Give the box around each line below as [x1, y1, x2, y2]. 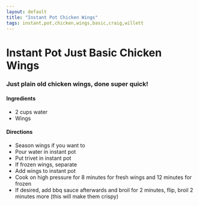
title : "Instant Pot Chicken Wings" [6, 14, 98, 20]
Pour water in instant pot [14, 148, 76, 155]
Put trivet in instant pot [14, 154, 72, 162]
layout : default [6, 8, 47, 15]
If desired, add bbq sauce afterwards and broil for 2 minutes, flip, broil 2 [14, 186, 194, 193]
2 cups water [14, 108, 48, 115]
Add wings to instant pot [14, 167, 76, 174]
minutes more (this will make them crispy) [14, 193, 119, 200]
